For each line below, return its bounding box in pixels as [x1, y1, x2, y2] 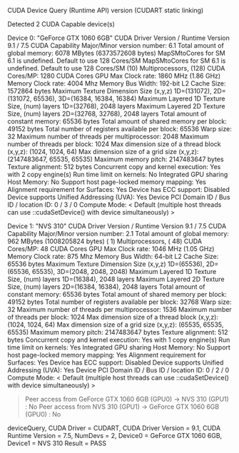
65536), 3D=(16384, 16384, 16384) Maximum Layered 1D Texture [33, 94, 226, 103]
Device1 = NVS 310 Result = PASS [7, 439, 107, 447]
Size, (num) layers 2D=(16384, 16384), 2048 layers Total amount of [7, 283, 205, 291]
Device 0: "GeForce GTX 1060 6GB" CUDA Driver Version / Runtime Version [7, 34, 230, 42]
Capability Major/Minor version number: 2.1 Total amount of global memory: [7, 230, 230, 238]
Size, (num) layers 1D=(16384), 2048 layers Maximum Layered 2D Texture [7, 275, 225, 283]
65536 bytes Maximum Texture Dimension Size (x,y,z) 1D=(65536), [7, 260, 205, 268]
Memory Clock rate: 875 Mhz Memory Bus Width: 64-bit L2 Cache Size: [7, 253, 219, 260]
